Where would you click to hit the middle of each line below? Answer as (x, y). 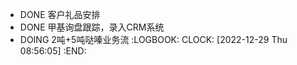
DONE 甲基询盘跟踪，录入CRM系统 (92, 27)
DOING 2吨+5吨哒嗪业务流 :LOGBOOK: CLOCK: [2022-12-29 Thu (153, 39)
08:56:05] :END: (53, 51)
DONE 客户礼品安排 (60, 14)
